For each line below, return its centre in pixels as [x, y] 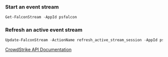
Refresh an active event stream [44, 30]
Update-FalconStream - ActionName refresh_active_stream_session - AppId [81, 40]
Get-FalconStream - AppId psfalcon [41, 17]
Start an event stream [32, 7]
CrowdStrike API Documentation [38, 50]
